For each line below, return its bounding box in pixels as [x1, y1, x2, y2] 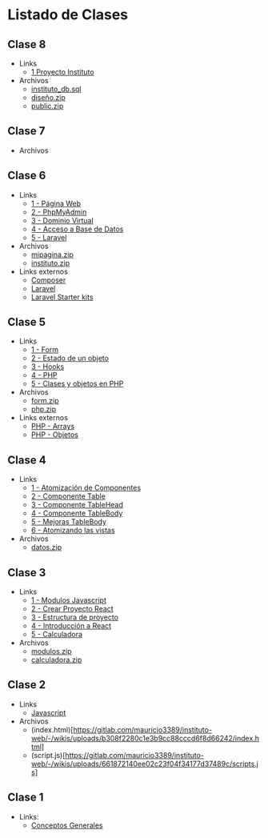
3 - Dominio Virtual [30, 215, 94, 225]
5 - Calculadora [30, 630, 83, 640]
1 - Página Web [30, 198, 82, 208]
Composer [30, 275, 66, 285]
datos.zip [30, 543, 62, 552]
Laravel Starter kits [30, 292, 94, 302]
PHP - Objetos [30, 430, 79, 439]
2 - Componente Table [30, 491, 106, 501]
